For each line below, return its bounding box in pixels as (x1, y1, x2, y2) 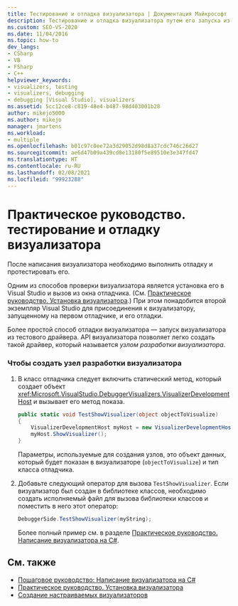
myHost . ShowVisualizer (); (31, 431, 108, 438)
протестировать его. (7, 267, 70, 276)
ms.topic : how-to (7, 37, 59, 44)
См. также (7, 556, 57, 569)
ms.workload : (7, 129, 46, 137)
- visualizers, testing (7, 83, 78, 90)
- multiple (7, 136, 40, 143)
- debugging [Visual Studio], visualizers (7, 97, 135, 104)
